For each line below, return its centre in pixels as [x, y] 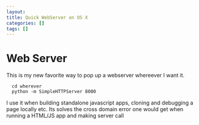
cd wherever [27, 86]
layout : [16, 12]
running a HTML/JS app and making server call [65, 116]
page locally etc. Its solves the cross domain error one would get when [95, 109]
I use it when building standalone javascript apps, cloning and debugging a [100, 103]
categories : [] [25, 23]
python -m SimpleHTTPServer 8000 [54, 92]
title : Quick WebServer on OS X [47, 18]
